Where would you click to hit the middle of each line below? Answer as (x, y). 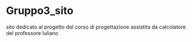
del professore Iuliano (32, 33)
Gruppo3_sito (40, 11)
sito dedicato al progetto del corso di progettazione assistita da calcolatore (96, 27)
